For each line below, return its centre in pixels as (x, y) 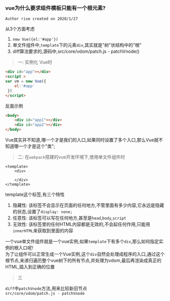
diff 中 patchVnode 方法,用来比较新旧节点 (46, 288)
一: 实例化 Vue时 (35, 62)
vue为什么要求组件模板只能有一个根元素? (56, 8)
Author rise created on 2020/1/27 (42, 19)
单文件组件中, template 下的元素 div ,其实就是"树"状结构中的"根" (77, 45)
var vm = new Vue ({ (26, 81)
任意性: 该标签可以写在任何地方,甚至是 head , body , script (69, 218)
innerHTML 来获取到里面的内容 (43, 231)
